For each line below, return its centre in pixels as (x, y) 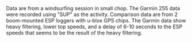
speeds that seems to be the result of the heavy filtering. (74, 33)
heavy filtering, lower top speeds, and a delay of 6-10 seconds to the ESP (94, 26)
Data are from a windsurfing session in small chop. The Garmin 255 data (93, 8)
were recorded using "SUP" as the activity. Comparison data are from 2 (92, 14)
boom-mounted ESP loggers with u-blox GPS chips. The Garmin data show (96, 20)
